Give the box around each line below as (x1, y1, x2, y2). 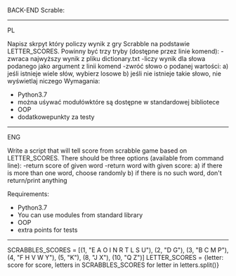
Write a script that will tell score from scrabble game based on (7, 146, 188, 155)
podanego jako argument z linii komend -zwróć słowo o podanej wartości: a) (7, 62, 229, 70)
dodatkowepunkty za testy (17, 113, 95, 121)
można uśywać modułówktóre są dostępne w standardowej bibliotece (17, 98, 220, 106)
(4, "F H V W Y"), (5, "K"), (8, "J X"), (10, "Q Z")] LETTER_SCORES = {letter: (7, 254, 223, 261)
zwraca (7, 55, 29, 62)
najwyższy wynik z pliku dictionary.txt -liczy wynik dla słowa (30, 55, 206, 62)
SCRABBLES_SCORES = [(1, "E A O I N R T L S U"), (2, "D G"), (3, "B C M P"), (7, 246, 229, 254)
